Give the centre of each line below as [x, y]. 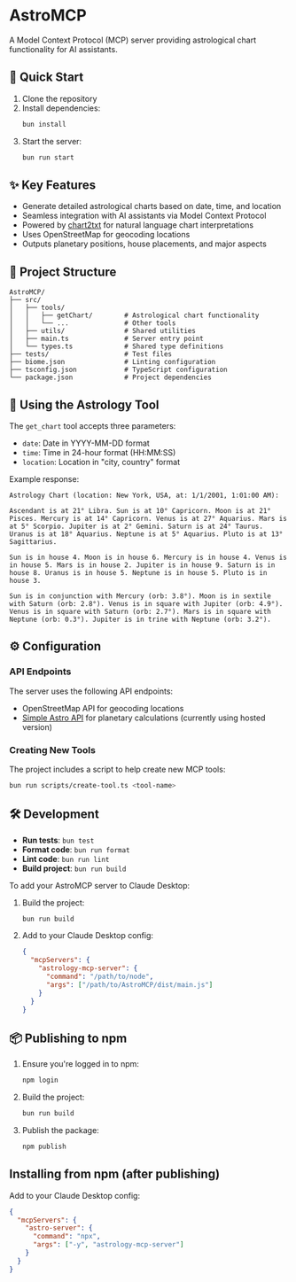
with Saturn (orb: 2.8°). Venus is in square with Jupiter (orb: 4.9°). [146, 603]
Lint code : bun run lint [66, 859]
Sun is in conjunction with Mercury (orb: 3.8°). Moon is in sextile [140, 596]
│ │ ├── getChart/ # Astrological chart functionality [134, 315]
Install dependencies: [61, 108]
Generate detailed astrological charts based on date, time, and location [152, 206]
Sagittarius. [33, 541]
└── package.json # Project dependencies [111, 377]
